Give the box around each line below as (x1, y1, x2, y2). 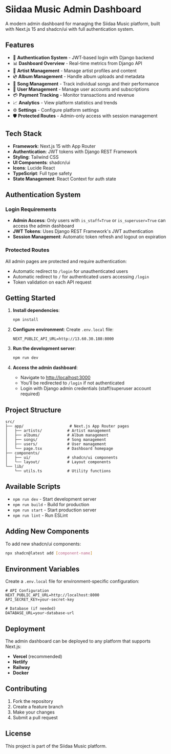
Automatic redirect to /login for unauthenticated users (12, 268, 129, 274)
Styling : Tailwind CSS (12, 154, 59, 160)
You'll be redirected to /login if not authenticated (20, 380, 124, 386)
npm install (12, 317, 38, 322)
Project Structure (5, 405, 61, 414)
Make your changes (12, 709, 55, 715)
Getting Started (5, 293, 56, 303)
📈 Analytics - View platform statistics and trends (12, 99, 118, 105)
